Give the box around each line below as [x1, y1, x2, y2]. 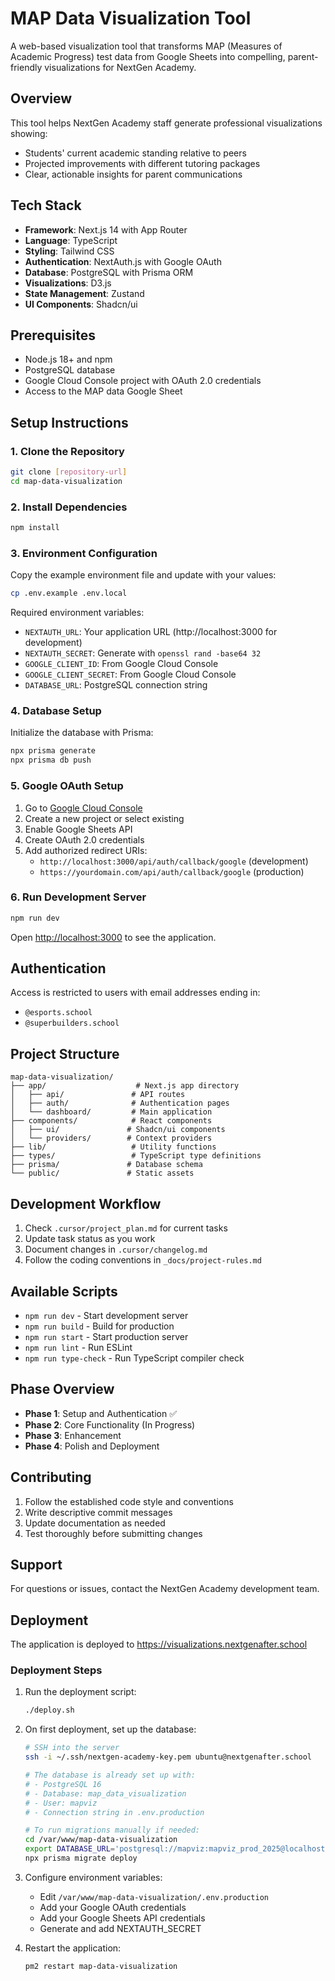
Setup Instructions [10, 414, 129, 431]
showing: [10, 127, 48, 139]
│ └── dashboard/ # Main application [10, 1107, 213, 1117]
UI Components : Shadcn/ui [24, 298, 138, 310]
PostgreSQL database [24, 364, 116, 376]
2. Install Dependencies [10, 500, 128, 514]
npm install [10, 523, 60, 533]
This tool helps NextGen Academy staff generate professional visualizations [10, 117, 323, 129]
